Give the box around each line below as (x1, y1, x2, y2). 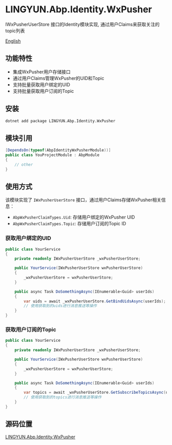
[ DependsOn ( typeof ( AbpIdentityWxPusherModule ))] (5, 148, 111, 153)
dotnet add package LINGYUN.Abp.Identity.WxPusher (5, 118, 116, 124)
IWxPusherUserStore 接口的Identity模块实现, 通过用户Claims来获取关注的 (5, 21, 160, 27)
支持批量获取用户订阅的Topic (12, 88, 74, 94)
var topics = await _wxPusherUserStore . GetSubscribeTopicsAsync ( (24, 390, 166, 395)
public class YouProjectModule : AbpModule (5, 152, 100, 158)
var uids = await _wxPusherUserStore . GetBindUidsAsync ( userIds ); (24, 299, 166, 304)
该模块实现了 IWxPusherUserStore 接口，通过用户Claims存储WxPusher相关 (5, 197, 162, 203)
